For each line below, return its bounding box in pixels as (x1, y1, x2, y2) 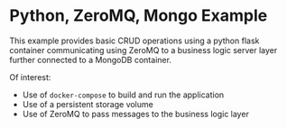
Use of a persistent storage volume (22, 98, 153, 109)
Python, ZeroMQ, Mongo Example (9, 5, 268, 26)
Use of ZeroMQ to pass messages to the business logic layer (22, 108, 250, 119)
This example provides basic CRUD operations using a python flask (9, 35, 260, 46)
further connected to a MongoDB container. (9, 54, 171, 65)
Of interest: (9, 71, 51, 82)
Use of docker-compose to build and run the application (22, 89, 225, 100)
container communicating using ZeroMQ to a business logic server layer (9, 44, 278, 55)
